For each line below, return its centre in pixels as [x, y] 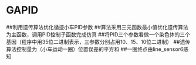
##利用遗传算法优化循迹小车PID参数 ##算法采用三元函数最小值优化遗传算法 [97, 27]
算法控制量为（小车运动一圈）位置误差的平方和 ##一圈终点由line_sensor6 [95, 49]
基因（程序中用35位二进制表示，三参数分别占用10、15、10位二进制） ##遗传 [98, 42]
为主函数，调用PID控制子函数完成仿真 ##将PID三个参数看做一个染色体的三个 [98, 34]
